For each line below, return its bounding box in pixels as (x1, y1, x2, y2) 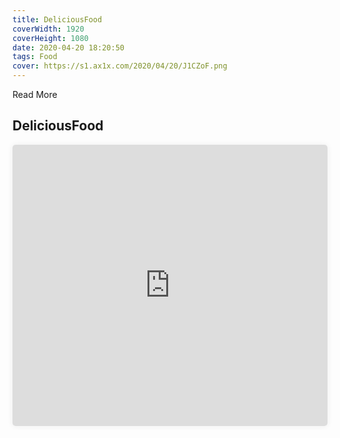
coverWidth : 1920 (12, 24, 85, 34)
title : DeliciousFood (12, 14, 103, 25)
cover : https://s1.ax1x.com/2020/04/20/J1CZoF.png (12, 61, 228, 71)
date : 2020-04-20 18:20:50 (12, 42, 125, 53)
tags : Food (12, 52, 58, 62)
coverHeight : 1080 (12, 33, 89, 43)
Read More (12, 89, 58, 100)
